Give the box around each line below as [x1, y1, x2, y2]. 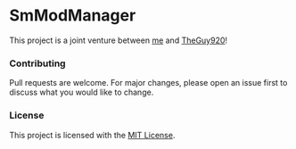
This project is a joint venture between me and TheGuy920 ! [9, 35, 228, 46]
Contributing [9, 57, 66, 70]
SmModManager [9, 5, 136, 26]
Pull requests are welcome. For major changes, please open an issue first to [9, 78, 288, 88]
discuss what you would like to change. [9, 87, 154, 98]
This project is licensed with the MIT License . [9, 129, 176, 140]
